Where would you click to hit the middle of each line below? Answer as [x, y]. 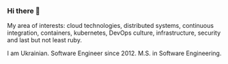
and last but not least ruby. [44, 40]
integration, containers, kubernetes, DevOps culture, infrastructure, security [114, 33]
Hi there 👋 [24, 11]
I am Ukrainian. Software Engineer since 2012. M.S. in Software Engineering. [114, 53]
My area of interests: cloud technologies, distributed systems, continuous [110, 26]
